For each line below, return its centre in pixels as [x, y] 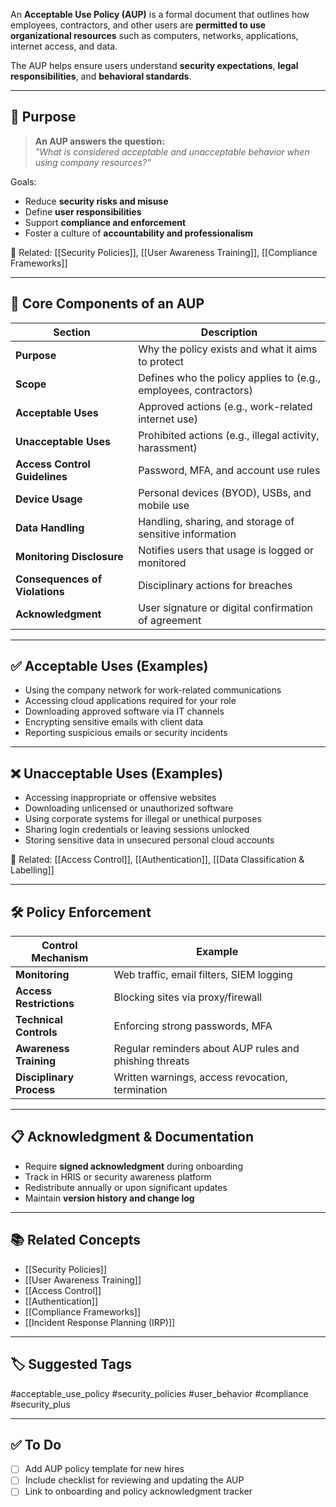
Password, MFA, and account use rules [229, 470]
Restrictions [45, 1004]
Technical [39, 1020]
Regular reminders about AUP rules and [206, 1049]
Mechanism [60, 958]
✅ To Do [36, 1444]
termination [140, 1090]
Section [72, 332]
